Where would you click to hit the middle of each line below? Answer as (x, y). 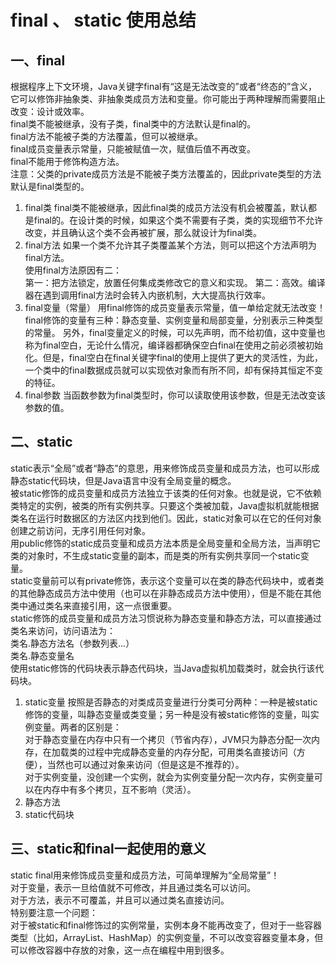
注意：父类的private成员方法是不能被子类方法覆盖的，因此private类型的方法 (166, 174)
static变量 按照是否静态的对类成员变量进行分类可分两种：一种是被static (171, 702)
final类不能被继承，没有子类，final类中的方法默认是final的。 (133, 124)
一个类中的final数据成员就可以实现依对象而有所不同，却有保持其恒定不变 (173, 370)
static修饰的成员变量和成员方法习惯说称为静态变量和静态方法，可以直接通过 (166, 618)
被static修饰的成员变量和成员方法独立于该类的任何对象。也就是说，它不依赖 (166, 493)
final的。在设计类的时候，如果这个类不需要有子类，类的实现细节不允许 (178, 220)
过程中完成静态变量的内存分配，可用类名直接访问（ (191, 752)
